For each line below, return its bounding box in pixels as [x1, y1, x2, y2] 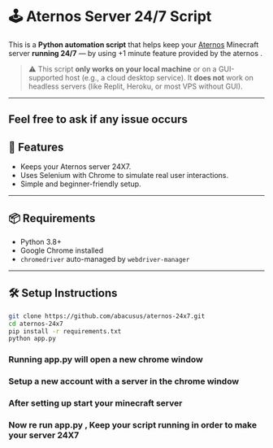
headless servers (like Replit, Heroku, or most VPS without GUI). [28, 81, 243, 91]
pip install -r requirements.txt [8, 327, 122, 335]
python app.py [8, 335, 57, 343]
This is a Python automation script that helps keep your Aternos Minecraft [8, 39, 259, 50]
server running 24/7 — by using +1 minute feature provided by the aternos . [8, 48, 262, 58]
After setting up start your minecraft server [8, 398, 183, 409]
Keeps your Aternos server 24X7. [19, 162, 132, 172]
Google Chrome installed [19, 246, 104, 255]
